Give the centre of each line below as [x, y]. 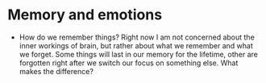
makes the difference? [56, 71]
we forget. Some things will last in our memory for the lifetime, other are [139, 54]
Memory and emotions [85, 15]
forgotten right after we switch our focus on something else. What [129, 63]
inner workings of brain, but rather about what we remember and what [136, 45]
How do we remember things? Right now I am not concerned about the [137, 37]
